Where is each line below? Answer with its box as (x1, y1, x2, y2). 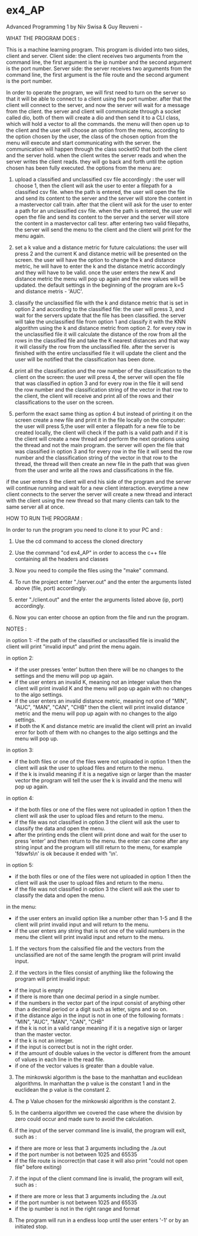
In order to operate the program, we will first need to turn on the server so (6, 89, 186, 96)
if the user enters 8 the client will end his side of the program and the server (6, 478, 191, 485)
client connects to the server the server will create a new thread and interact (6, 490, 193, 497)
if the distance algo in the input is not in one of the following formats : (14, 1012, 184, 1019)
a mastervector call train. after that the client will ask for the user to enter (14, 200, 193, 208)
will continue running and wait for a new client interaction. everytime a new (6, 484, 189, 491)
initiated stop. (14, 1222, 48, 1230)
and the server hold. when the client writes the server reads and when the (6, 151, 187, 158)
